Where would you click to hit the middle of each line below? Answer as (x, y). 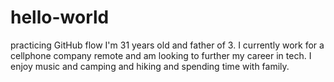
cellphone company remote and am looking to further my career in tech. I (161, 55)
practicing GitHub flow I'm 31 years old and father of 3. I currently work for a (167, 45)
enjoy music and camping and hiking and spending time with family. (150, 66)
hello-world (60, 17)
